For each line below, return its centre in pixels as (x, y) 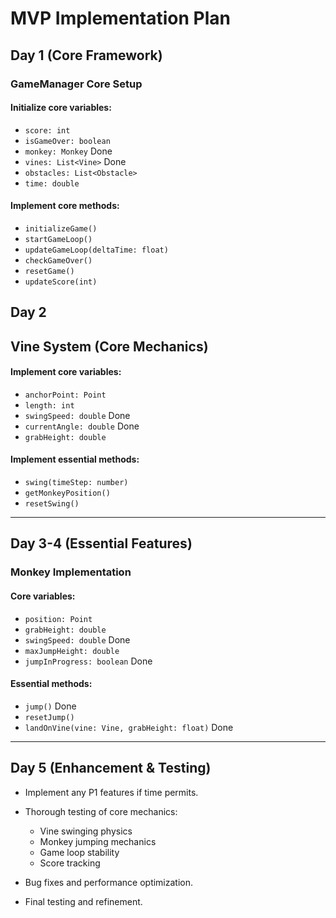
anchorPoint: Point (65, 395)
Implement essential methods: (75, 459)
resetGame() (49, 271)
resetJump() (49, 717)
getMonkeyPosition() (67, 493)
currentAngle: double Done (82, 426)
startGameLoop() (58, 239)
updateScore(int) (61, 282)
